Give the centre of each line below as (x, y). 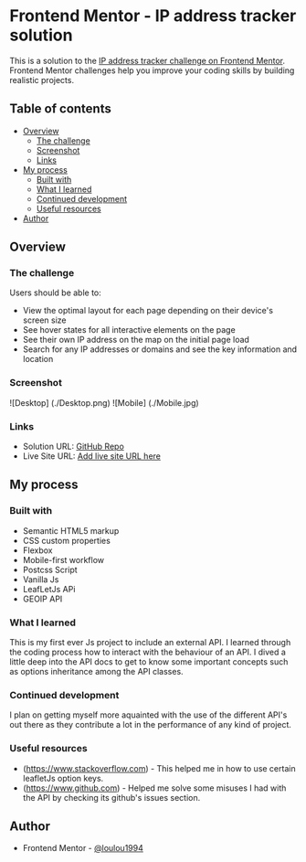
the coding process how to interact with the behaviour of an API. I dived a (148, 652)
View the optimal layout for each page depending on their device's (148, 311)
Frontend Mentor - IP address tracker (153, 16)
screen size (44, 320)
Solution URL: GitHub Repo (74, 447)
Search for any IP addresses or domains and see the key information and (160, 349)
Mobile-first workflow (63, 559)
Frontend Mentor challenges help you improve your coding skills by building (152, 70)
